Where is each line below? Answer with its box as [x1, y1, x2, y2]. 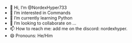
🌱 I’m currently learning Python [9, 15, 73, 21]
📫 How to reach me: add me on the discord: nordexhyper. [9, 26, 128, 31]
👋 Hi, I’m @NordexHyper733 [9, 5, 67, 10]
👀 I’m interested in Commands [9, 10, 71, 16]
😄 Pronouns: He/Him [9, 33, 53, 39]
